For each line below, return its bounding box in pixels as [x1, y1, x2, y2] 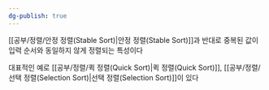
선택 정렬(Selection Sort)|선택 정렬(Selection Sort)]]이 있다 [8, 72, 199, 82]
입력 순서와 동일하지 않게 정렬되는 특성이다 [8, 45, 144, 55]
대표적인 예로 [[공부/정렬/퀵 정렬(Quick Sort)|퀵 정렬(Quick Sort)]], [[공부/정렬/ [8, 62, 262, 72]
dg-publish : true [8, 11, 67, 20]
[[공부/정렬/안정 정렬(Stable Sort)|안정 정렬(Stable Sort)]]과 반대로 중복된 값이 [8, 35, 258, 45]
